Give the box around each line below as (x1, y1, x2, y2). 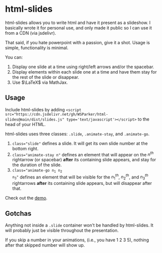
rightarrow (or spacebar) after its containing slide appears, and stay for (12, 157, 157, 163)
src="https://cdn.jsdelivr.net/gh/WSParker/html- (5, 112, 109, 117)
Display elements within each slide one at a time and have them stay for (12, 69, 157, 75)
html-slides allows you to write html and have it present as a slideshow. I (5, 20, 151, 25)
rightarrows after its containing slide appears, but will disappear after (12, 180, 152, 186)
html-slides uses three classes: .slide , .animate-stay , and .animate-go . (5, 131, 150, 137)
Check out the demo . (5, 195, 47, 201)
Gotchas (5, 209, 32, 218)
